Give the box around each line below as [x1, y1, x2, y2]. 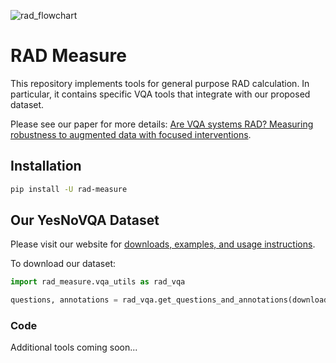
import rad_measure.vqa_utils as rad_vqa [10, 277, 186, 287]
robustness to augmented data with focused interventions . [10, 128, 252, 140]
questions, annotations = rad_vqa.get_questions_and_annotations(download [10, 295, 329, 305]
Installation [10, 158, 82, 175]
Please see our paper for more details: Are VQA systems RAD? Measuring [10, 118, 314, 130]
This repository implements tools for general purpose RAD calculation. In [10, 77, 310, 89]
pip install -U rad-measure [10, 184, 128, 194]
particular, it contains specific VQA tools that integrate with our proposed [10, 88, 311, 100]
